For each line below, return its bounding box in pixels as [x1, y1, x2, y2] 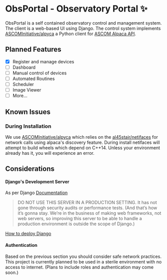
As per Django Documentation [5, 190, 68, 196]
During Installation [5, 123, 52, 130]
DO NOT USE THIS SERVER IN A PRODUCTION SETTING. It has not [17, 200, 157, 206]
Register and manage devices [12, 58, 74, 64]
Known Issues [5, 108, 51, 116]
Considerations [5, 164, 55, 173]
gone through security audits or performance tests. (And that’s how [17, 205, 157, 211]
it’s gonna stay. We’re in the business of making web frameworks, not [17, 210, 161, 216]
